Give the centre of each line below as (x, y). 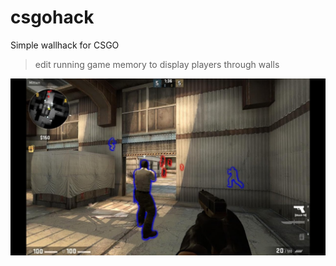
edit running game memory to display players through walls (157, 64)
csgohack (52, 17)
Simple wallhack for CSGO (65, 45)
